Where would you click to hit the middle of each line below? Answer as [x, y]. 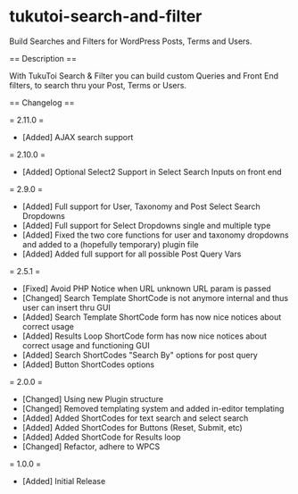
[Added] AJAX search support [78, 137]
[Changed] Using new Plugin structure [92, 398]
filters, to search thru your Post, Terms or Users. [98, 85]
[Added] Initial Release [64, 481]
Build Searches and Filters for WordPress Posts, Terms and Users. [131, 41]
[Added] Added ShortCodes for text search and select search [135, 418]
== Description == [43, 58]
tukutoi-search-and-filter [106, 17]
